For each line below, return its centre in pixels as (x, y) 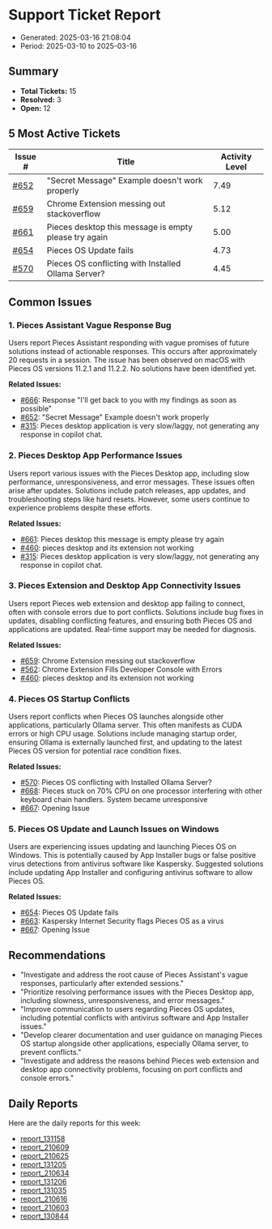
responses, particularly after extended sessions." (102, 984)
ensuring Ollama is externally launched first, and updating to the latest (125, 742)
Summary (34, 72)
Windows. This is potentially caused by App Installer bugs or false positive (132, 856)
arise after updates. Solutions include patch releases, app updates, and (127, 490)
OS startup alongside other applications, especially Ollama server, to (134, 1043)
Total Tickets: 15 (48, 91)
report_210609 (45, 1147)
